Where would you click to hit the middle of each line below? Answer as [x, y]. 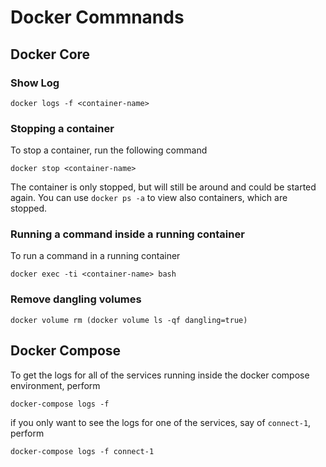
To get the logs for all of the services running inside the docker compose [160, 375]
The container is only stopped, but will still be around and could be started [163, 187]
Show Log [35, 83]
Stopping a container [62, 128]
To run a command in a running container [95, 256]
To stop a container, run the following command [109, 150]
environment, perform [55, 385]
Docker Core [50, 54]
